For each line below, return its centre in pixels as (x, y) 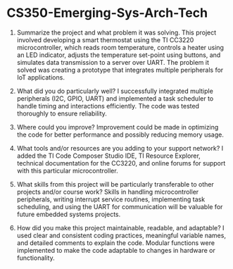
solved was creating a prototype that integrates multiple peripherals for (120, 70)
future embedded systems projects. (69, 214)
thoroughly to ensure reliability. (62, 113)
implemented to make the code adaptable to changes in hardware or (116, 250)
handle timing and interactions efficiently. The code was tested (108, 106)
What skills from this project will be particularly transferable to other (115, 184)
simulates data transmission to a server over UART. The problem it (113, 62)
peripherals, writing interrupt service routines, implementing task (111, 199)
